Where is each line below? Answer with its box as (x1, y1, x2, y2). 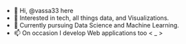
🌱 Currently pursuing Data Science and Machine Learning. (13, 21, 179, 29)
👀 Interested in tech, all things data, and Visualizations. (13, 14, 169, 22)
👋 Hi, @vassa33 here (13, 7, 74, 14)
